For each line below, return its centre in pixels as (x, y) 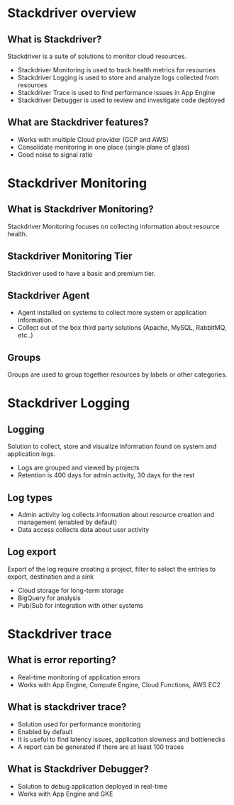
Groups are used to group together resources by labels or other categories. (117, 374)
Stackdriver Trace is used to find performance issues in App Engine (116, 93)
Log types (30, 498)
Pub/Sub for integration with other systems (80, 605)
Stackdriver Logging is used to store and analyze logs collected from (118, 77)
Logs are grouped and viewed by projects (78, 468)
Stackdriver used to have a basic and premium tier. (82, 273)
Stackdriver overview (72, 13)
